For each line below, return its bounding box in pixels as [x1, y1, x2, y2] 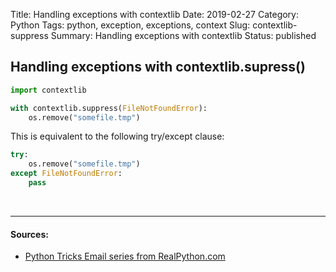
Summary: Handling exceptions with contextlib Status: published [50, 30, 317, 41]
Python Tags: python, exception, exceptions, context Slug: [10, 19, 251, 31]
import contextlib [10, 85, 87, 95]
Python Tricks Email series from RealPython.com [24, 250, 226, 263]
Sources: [10, 228, 49, 240]
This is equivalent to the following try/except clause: [10, 130, 225, 143]
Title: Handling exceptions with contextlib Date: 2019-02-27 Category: [10, 9, 300, 20]
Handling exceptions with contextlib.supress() [10, 59, 306, 76]
